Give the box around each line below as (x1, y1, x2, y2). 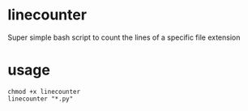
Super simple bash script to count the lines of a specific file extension (7, 32, 241, 42)
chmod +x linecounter (7, 88, 81, 96)
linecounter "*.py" (7, 95, 74, 103)
